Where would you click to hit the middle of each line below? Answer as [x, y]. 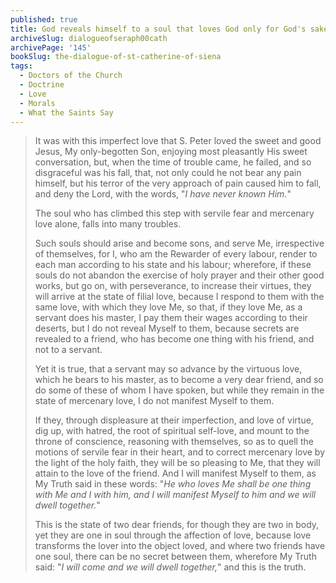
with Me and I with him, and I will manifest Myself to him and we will [175, 495]
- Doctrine [42, 85]
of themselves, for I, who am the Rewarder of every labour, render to [176, 254]
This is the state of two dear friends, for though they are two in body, [177, 525]
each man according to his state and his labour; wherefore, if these [173, 265]
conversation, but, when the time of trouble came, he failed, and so [173, 162]
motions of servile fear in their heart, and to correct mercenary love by [179, 452]
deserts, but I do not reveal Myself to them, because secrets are [167, 328]
